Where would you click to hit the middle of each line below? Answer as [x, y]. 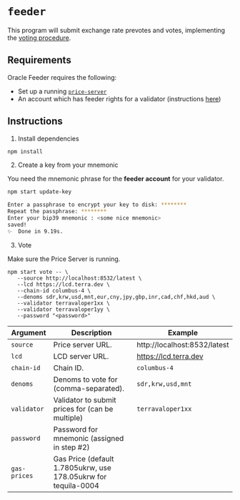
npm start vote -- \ [38, 272]
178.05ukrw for [80, 476]
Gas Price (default [84, 459]
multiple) [68, 417]
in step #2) [72, 447]
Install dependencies [49, 138]
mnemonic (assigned [89, 438]
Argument [29, 332]
